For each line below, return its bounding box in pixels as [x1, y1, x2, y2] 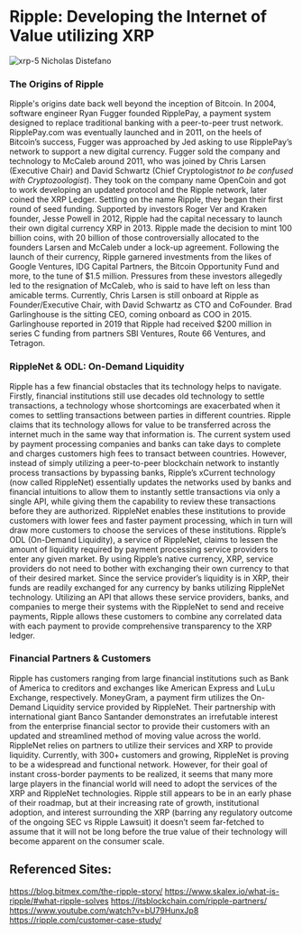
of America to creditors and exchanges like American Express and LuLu [9, 682, 275, 693]
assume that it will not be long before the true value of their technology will [9, 826, 288, 837]
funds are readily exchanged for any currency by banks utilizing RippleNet [9, 581, 286, 592]
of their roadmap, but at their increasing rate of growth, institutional [9, 797, 260, 808]
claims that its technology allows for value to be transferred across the [9, 419, 271, 430]
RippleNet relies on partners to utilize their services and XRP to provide [9, 739, 273, 750]
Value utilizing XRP [9, 25, 155, 46]
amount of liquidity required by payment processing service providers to [9, 544, 279, 554]
